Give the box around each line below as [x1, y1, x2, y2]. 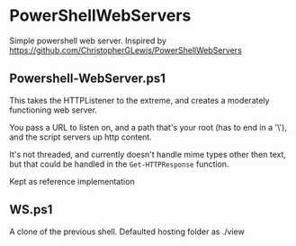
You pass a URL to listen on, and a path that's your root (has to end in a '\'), [9, 122, 288, 132]
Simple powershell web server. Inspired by [9, 35, 166, 46]
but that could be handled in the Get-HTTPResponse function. [9, 159, 229, 169]
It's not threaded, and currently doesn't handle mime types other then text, [9, 149, 286, 159]
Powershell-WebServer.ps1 [9, 71, 166, 87]
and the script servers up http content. [9, 132, 153, 142]
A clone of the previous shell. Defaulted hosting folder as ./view [9, 226, 245, 237]
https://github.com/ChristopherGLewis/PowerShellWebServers [9, 44, 243, 55]
